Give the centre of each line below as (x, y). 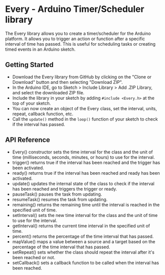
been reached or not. (34, 257)
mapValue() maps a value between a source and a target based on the (84, 241)
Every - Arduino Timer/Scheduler (75, 9)
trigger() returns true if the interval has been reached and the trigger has (86, 162)
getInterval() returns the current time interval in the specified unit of (81, 226)
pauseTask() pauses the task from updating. (57, 194)
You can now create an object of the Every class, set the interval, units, (84, 108)
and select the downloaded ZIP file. (48, 92)
